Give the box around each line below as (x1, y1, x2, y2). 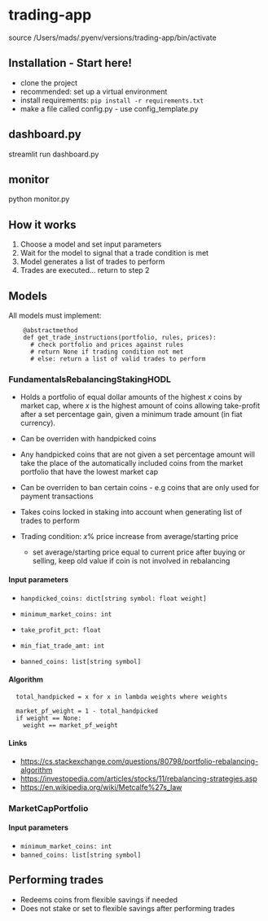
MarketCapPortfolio (8, 802, 89, 814)
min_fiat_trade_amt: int (20, 642, 105, 650)
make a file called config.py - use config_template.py (20, 103, 199, 113)
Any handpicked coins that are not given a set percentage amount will (20, 450, 255, 459)
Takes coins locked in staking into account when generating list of (20, 507, 243, 517)
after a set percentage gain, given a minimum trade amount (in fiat (20, 410, 243, 419)
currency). (20, 418, 55, 428)
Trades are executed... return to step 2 (20, 265, 150, 275)
